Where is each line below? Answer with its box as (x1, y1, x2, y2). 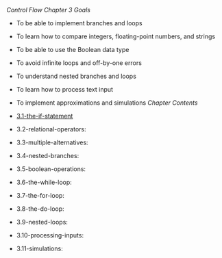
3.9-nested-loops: (16, 218, 68, 226)
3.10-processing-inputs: (16, 231, 84, 239)
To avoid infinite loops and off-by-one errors (16, 59, 142, 67)
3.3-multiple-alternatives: (16, 138, 88, 146)
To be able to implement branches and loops (16, 19, 143, 27)
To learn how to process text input (16, 86, 114, 93)
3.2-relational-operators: (16, 125, 86, 133)
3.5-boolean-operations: (16, 165, 86, 173)
